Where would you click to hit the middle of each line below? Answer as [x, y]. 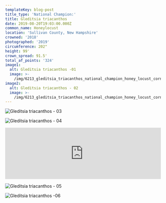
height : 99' [17, 51]
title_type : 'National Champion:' [41, 14]
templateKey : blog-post [30, 10]
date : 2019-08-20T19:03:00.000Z [38, 24]
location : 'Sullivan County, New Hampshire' [52, 33]
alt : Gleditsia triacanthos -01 [43, 70]
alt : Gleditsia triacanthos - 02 [44, 88]
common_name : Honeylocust [32, 28]
